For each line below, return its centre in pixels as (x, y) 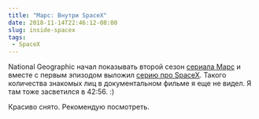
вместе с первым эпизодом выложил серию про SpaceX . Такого (117, 75)
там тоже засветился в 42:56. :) (61, 92)
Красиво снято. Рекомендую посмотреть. (79, 107)
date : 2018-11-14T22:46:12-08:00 (63, 23)
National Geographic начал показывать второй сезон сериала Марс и (125, 67)
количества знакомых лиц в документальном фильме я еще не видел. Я (130, 84)
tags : (17, 37)
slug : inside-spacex (42, 30)
